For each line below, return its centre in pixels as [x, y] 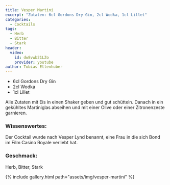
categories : [18, 19]
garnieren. [16, 113]
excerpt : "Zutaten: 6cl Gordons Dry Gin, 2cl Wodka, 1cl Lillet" [76, 15]
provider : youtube [34, 62]
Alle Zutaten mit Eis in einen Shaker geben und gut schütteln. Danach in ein [84, 102]
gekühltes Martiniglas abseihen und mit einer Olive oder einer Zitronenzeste [85, 108]
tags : [11, 29]
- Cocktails [23, 24]
